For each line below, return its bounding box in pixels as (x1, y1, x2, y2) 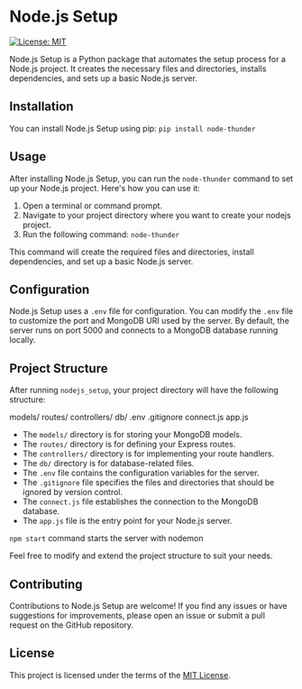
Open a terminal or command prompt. (22, 200, 163, 211)
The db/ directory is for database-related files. (22, 458, 195, 469)
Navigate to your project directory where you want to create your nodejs (22, 209, 291, 220)
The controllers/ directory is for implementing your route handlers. (22, 448, 275, 459)
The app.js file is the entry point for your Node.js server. (22, 516, 233, 527)
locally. (9, 335, 36, 345)
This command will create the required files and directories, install (9, 246, 254, 257)
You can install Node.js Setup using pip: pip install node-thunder (9, 123, 256, 133)
